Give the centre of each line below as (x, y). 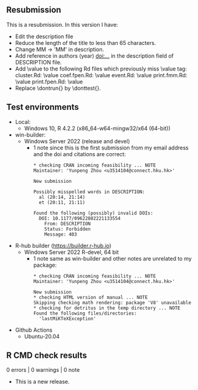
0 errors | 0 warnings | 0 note (43, 370)
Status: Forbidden (68, 229)
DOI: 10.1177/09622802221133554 (80, 218)
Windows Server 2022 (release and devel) (77, 141)
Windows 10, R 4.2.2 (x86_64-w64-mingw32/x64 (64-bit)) (97, 128)
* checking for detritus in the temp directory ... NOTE (107, 308)
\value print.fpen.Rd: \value (49, 81)
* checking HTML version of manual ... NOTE (90, 297)
